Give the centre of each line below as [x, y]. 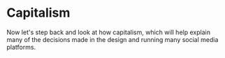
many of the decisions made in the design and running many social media [112, 39]
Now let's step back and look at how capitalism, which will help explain [109, 32]
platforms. [21, 47]
